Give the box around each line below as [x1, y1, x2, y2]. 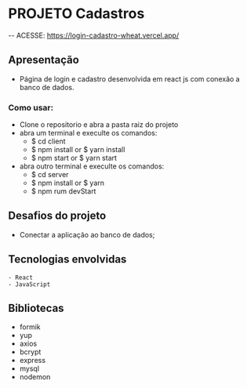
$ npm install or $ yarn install [31, 145, 125, 154]
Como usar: [8, 102, 53, 113]
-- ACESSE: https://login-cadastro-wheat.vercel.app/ [8, 31, 180, 40]
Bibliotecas [8, 302, 64, 315]
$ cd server [31, 170, 69, 179]
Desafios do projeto [8, 209, 107, 223]
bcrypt [19, 347, 42, 357]
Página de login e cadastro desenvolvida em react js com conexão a [19, 74, 241, 83]
